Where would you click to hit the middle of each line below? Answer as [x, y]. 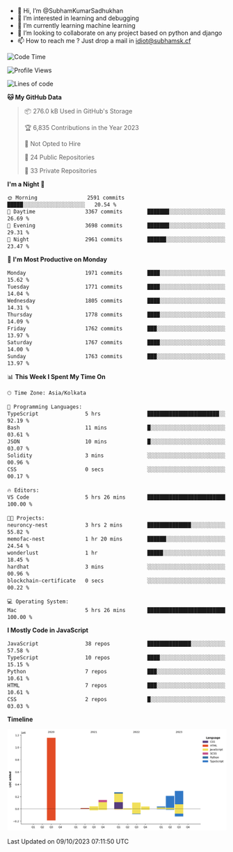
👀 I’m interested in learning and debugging [78, 18]
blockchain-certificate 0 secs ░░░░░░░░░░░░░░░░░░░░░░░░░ [116, 581]
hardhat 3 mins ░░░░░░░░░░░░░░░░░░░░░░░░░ [116, 567]
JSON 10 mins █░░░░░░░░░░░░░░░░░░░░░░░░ [116, 442]
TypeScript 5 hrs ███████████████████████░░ [116, 414]
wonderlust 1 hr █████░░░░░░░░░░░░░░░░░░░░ [116, 553]
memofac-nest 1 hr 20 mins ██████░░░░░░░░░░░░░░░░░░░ [116, 539]
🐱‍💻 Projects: [26, 518]
